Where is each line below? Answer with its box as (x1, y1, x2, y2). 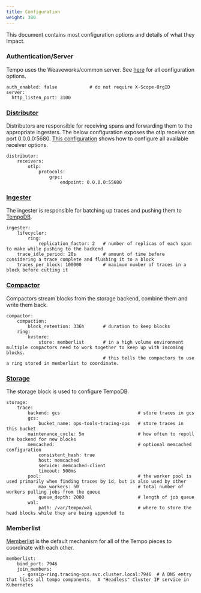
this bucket (6, 426, 36, 432)
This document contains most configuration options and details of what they (6, 31, 195, 38)
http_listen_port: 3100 (11, 95, 71, 101)
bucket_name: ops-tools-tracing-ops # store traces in (38, 420, 184, 426)
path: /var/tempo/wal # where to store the (38, 505, 192, 511)
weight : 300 (6, 14, 36, 20)
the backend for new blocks (6, 436, 77, 442)
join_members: (17, 567, 52, 573)
